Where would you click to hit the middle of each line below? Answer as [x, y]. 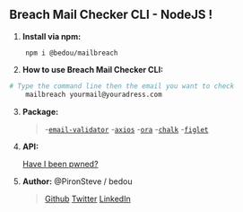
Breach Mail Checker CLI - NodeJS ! [111, 15]
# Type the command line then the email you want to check [122, 86]
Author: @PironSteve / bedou [77, 181]
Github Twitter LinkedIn [88, 199]
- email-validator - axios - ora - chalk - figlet [126, 128]
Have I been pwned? [60, 163]
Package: [40, 111]
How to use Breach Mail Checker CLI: [93, 69]
